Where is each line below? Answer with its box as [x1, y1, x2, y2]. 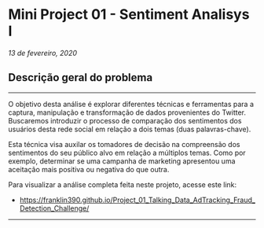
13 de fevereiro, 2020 [8, 48, 77, 57]
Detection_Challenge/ [19, 203, 90, 213]
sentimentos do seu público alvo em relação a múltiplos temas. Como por [8, 148, 246, 157]
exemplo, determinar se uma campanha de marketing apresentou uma [8, 156, 236, 166]
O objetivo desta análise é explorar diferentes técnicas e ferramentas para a [8, 99, 254, 108]
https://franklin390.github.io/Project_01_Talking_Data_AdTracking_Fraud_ [19, 195, 255, 204]
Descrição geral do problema [8, 71, 153, 84]
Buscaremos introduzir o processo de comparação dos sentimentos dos [8, 116, 242, 125]
